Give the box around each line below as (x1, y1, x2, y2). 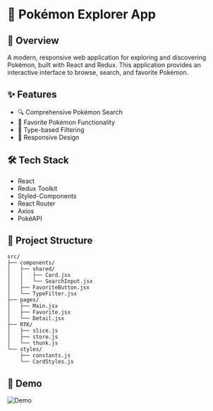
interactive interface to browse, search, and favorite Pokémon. (7, 68, 189, 76)
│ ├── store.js (7, 333, 59, 341)
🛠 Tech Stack (7, 155, 69, 167)
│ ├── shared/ (7, 266, 55, 273)
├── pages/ (7, 297, 39, 304)
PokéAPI (17, 214, 42, 222)
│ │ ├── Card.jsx (7, 272, 71, 279)
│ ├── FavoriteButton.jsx (7, 284, 90, 292)
